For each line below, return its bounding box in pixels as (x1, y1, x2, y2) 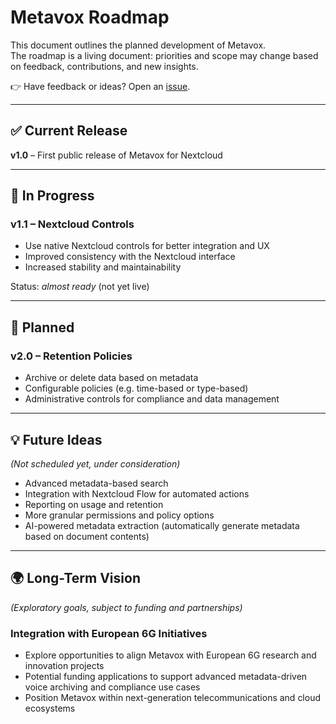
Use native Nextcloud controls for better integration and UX (24, 240, 270, 252)
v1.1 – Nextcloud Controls (10, 217, 135, 231)
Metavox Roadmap (10, 6, 170, 29)
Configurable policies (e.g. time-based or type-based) (24, 382, 249, 395)
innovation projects (24, 660, 105, 672)
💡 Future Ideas (10, 431, 103, 448)
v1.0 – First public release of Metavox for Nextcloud (10, 149, 223, 161)
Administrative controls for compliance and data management (24, 393, 280, 405)
